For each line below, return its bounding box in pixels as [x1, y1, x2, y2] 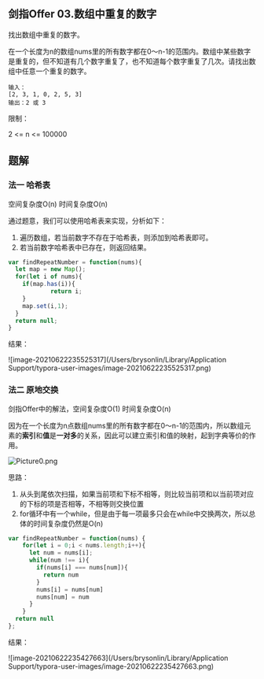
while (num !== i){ [28, 556, 90, 565]
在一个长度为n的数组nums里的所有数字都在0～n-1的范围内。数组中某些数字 [8, 46, 251, 56]
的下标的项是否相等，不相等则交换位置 [19, 499, 144, 508]
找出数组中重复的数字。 [8, 30, 84, 39]
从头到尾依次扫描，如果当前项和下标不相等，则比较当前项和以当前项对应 [19, 489, 254, 499]
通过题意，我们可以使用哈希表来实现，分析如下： [8, 216, 167, 225]
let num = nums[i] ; [28, 549, 93, 557]
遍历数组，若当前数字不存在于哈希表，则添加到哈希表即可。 [19, 232, 213, 242]
